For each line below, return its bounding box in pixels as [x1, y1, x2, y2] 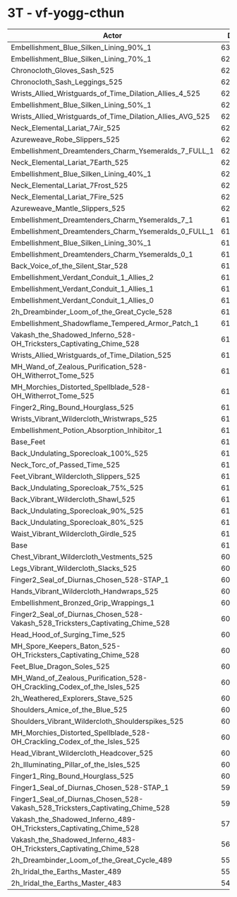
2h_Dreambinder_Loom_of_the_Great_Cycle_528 [11, 306, 173, 316]
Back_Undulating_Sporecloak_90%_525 [11, 506, 144, 516]
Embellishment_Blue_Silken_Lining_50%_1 [11, 100, 152, 110]
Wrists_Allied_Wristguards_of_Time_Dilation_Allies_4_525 [11, 88, 201, 98]
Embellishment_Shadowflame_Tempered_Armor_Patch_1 [11, 318, 200, 328]
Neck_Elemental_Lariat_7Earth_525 [11, 157, 129, 167]
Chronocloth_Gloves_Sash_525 [11, 65, 114, 75]
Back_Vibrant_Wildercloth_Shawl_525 [11, 494, 136, 504]
